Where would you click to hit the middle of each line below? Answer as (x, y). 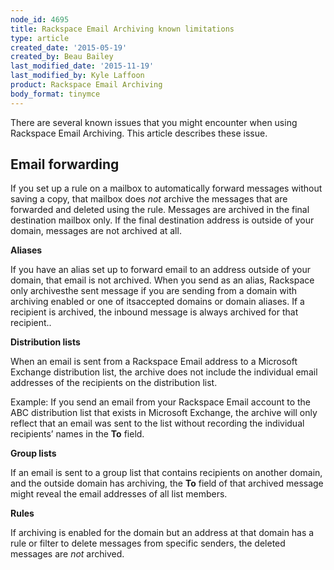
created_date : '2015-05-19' (69, 47)
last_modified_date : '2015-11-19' (82, 66)
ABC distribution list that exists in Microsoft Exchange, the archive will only (164, 413)
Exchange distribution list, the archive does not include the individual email (164, 372)
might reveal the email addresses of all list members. (119, 494)
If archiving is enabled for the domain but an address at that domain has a (162, 533)
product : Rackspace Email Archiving (86, 85)
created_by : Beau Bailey (62, 57)
